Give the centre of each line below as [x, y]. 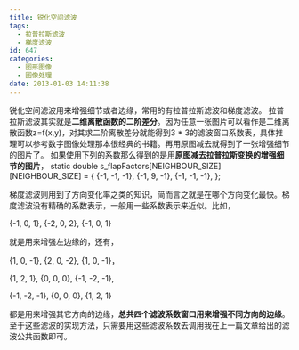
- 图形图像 [35, 68]
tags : [19, 26]
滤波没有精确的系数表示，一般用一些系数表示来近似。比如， [126, 205]
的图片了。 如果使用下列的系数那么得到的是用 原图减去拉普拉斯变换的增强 [143, 155]
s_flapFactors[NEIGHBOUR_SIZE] [161, 166]
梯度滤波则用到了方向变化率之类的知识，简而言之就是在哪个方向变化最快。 [145, 194]
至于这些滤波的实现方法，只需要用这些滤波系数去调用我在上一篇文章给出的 [145, 325]
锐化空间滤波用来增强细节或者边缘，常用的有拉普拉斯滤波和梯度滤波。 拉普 [147, 110]
